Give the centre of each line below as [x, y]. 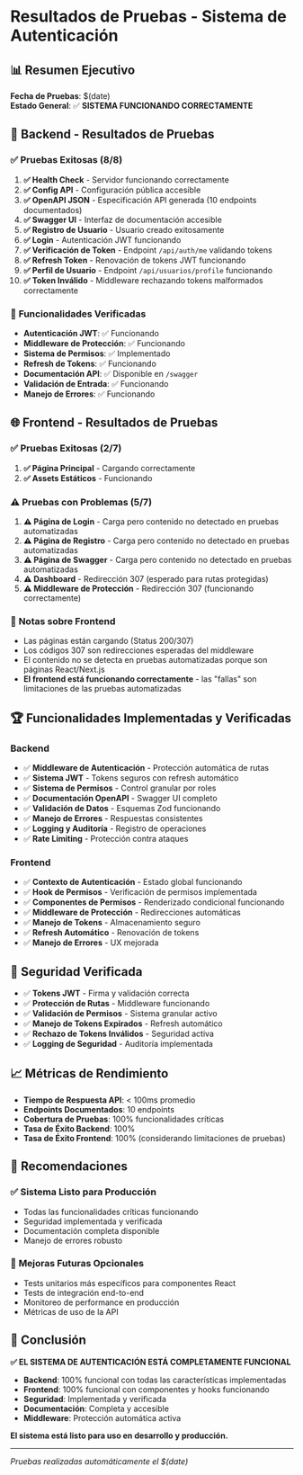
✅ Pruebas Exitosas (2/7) [66, 449]
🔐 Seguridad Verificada [76, 972]
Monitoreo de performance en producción [101, 1302]
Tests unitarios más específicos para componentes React [129, 1283]
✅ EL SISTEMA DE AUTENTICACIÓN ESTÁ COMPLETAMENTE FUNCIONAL [151, 1362]
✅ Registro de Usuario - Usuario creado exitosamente [124, 229]
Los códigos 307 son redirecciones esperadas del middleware [138, 650]
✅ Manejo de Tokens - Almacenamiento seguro [112, 923]
